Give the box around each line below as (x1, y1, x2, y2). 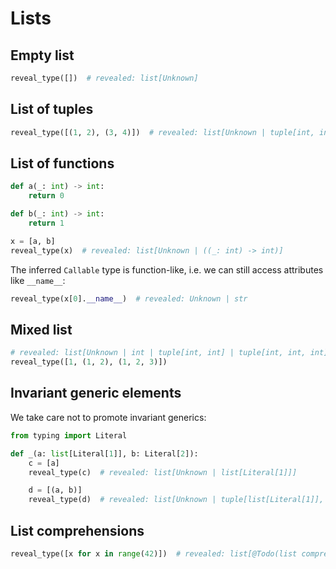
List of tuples (10, 101, 94, 118)
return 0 (28, 191, 65, 201)
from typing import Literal (10, 430, 128, 441)
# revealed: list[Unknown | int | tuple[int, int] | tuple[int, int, (10, 348, 307, 358)
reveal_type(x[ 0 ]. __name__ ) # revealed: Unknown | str (10, 293, 248, 304)
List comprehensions (10, 522, 145, 539)
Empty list (10, 47, 75, 64)
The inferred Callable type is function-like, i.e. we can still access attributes (10, 263, 324, 276)
